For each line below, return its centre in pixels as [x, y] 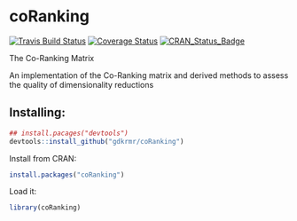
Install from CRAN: [43, 158]
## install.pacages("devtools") [69, 133]
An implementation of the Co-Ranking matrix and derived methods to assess [149, 75]
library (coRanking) [45, 208]
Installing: [38, 113]
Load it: [23, 192]
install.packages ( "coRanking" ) [67, 175]
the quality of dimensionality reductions [82, 84]
